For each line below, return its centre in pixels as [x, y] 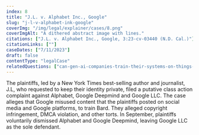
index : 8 [17, 11]
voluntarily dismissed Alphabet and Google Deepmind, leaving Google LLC [97, 121]
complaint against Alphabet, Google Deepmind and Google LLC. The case [96, 96]
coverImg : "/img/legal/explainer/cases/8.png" [65, 28]
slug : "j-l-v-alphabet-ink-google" [50, 22]
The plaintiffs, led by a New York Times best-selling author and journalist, [96, 83]
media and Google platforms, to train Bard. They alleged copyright [87, 108]
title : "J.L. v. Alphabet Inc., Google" [57, 17]
